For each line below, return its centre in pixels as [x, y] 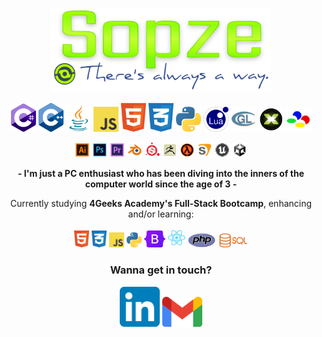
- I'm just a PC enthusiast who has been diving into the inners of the [161, 173]
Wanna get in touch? [161, 270]
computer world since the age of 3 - [161, 184]
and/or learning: [161, 214]
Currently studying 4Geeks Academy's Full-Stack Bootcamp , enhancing [161, 203]
